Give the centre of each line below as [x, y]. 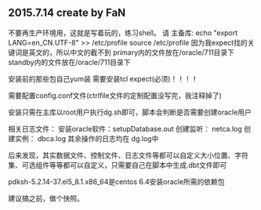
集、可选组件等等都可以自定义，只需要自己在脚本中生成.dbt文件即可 [118, 165]
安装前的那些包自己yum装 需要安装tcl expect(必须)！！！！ [103, 78]
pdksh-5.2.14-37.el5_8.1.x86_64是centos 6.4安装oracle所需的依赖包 [116, 181]
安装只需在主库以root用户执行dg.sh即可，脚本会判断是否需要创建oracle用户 [130, 112]
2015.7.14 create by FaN [67, 13]
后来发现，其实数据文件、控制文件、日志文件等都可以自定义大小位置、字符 [128, 155]
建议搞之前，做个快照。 [46, 198]
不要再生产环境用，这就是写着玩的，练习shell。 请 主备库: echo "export [123, 33]
